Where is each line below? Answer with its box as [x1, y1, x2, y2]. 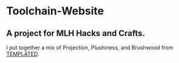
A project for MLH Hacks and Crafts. [6, 28, 145, 38]
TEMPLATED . [6, 50, 39, 58]
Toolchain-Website [6, 4, 104, 18]
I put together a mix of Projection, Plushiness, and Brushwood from [6, 44, 174, 51]
